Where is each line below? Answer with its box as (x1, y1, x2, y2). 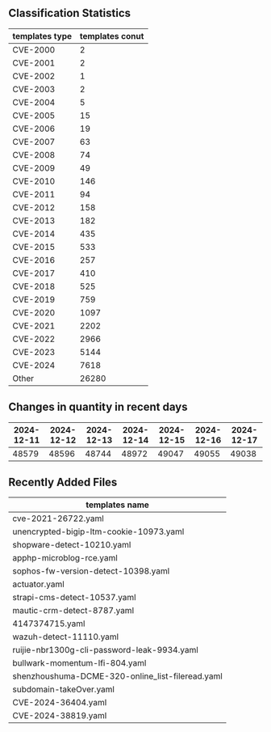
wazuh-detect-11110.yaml (12, 631, 119, 642)
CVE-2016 (12, 254, 56, 265)
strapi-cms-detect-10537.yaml (12, 592, 136, 603)
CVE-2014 (12, 228, 56, 239)
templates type (12, 30, 73, 41)
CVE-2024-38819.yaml (12, 710, 107, 721)
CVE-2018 (12, 281, 56, 292)
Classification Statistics (8, 6, 131, 20)
